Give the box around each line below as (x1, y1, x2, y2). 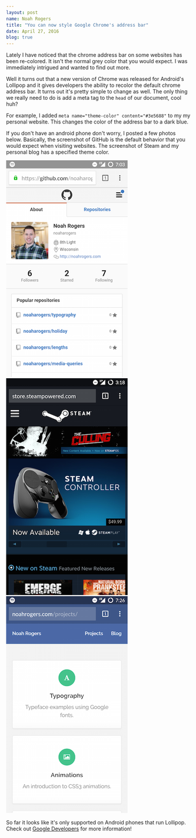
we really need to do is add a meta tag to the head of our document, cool (6, 95, 181, 102)
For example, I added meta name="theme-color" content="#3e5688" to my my (6, 112, 191, 119)
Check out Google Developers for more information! (6, 825, 132, 833)
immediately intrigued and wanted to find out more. (6, 64, 131, 71)
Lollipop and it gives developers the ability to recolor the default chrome (6, 82, 181, 89)
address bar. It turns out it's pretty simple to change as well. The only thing (6, 88, 188, 95)
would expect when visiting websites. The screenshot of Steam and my (6, 142, 179, 150)
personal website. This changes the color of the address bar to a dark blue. (6, 118, 189, 125)
